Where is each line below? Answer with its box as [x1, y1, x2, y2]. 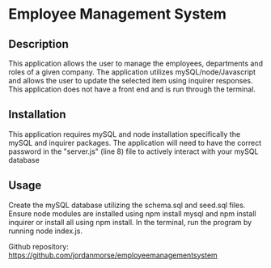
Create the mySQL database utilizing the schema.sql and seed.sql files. [8, 200, 246, 210]
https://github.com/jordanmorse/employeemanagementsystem [8, 250, 218, 260]
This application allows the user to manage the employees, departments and [8, 58, 263, 68]
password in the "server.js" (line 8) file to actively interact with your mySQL [8, 147, 259, 156]
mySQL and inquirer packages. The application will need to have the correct [8, 138, 262, 147]
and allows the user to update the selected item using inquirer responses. [8, 76, 253, 85]
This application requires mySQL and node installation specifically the [8, 129, 241, 138]
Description [8, 37, 69, 51]
